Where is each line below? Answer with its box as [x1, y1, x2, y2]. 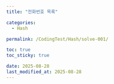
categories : [6, 19, 36, 26]
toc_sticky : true [6, 52, 50, 59]
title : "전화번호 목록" [6, 8, 58, 15]
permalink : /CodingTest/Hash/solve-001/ [6, 36, 109, 42]
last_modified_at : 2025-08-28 [6, 69, 82, 75]
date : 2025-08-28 [6, 64, 50, 70]
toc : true [6, 47, 31, 53]
